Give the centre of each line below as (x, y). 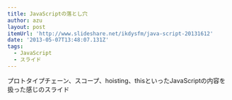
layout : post (27, 27)
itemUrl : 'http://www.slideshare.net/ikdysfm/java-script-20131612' (110, 33)
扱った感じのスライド (38, 89)
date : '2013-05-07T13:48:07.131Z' (58, 40)
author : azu (25, 20)
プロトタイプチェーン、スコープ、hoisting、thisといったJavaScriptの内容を (117, 80)
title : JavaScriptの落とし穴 (48, 14)
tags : (15, 46)
